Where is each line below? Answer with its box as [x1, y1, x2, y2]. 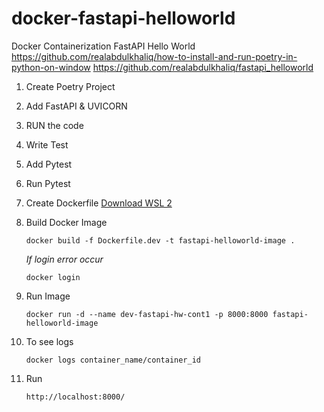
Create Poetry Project [25, 80, 116, 92]
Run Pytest [25, 177, 71, 189]
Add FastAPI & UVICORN [25, 100, 128, 112]
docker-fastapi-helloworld [11, 7, 236, 30]
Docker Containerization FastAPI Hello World [11, 40, 196, 52]
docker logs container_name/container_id [25, 355, 201, 365]
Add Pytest [25, 158, 73, 170]
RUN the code [25, 119, 84, 131]
